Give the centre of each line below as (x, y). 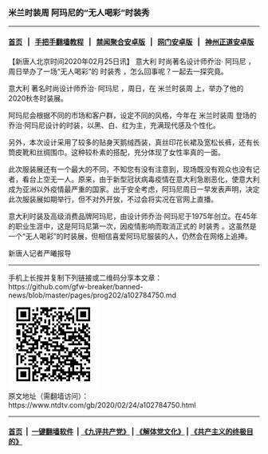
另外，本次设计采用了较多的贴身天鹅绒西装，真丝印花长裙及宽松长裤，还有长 (134, 142)
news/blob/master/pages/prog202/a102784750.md (93, 295)
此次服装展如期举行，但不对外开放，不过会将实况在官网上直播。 (113, 199)
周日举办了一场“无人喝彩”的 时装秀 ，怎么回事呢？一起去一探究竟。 (118, 71)
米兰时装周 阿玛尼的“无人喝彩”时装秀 (79, 12)
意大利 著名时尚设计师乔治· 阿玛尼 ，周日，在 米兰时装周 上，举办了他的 (126, 88)
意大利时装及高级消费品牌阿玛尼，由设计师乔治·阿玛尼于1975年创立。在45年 (133, 216)
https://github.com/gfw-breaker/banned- (76, 286)
